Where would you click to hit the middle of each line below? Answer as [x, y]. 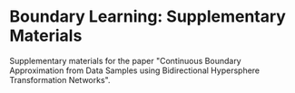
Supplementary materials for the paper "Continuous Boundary [126, 60]
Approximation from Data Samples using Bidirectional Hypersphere [135, 70]
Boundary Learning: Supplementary [147, 17]
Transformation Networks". [60, 79]
